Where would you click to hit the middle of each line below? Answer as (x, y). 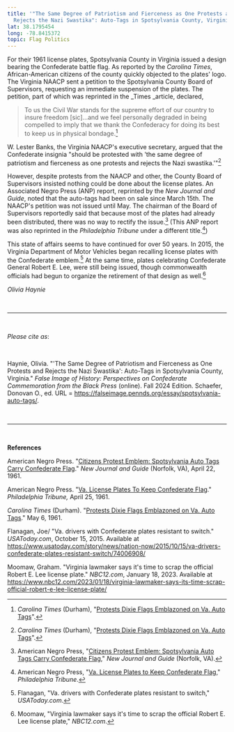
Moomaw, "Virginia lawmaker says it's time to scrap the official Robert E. (121, 714)
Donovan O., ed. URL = (40, 393)
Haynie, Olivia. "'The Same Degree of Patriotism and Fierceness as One (110, 364)
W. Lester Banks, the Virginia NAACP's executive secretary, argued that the (115, 146)
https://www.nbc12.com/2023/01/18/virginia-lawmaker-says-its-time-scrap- (116, 582)
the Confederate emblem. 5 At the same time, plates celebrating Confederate (117, 259)
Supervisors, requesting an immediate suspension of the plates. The (105, 89)
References (24, 448)
